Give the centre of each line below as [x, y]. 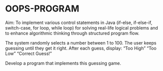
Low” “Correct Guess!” [29, 53]
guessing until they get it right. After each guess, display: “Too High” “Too [81, 48]
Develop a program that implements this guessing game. [63, 63]
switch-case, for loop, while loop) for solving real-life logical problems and [82, 27]
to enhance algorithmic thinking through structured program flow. [72, 33]
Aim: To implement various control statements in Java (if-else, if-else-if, [79, 22]
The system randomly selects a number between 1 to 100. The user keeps [81, 42]
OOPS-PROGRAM [42, 9]
